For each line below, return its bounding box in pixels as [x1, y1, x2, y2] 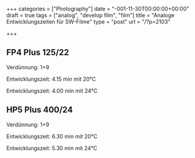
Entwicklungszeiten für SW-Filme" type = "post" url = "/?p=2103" [6, 18, 171, 25]
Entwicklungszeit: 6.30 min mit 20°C [6, 132, 97, 140]
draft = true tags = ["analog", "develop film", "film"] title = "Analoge [6, 12, 175, 19]
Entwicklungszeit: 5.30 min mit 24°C [6, 144, 97, 151]
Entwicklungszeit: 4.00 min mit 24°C [6, 87, 97, 94]
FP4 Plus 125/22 [6, 47, 69, 58]
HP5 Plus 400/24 [6, 105, 73, 115]
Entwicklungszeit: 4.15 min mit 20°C [6, 75, 96, 83]
